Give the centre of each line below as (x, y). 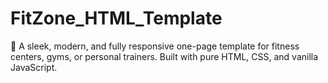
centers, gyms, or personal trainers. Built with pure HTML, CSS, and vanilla (164, 56)
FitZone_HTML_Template (116, 18)
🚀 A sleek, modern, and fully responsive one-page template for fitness (155, 46)
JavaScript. (34, 67)
